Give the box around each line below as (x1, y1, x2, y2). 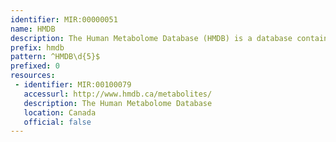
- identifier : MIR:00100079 (14, 80, 132, 90)
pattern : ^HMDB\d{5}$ (10, 52, 101, 62)
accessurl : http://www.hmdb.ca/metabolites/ (23, 89, 213, 99)
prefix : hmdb (10, 42, 65, 53)
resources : (10, 71, 56, 81)
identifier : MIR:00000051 (10, 14, 118, 25)
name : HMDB (10, 24, 56, 34)
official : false (23, 117, 92, 127)
